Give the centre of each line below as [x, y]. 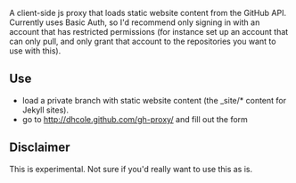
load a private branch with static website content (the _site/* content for [154, 100]
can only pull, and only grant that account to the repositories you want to [143, 41]
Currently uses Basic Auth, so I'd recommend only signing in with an [135, 22]
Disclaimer [40, 148]
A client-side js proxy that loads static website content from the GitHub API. [148, 13]
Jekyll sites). [45, 110]
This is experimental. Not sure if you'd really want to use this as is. [131, 169]
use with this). [35, 51]
